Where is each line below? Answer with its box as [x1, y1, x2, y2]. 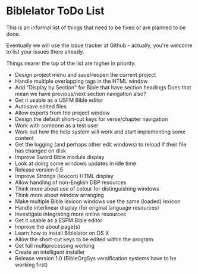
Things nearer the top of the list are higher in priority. [6, 60, 136, 67]
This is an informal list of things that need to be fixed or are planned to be [6, 24, 186, 31]
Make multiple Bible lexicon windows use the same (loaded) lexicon [14, 198, 181, 205]
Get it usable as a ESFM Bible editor [14, 216, 103, 224]
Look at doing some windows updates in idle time [14, 160, 137, 167]
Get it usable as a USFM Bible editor [14, 96, 103, 104]
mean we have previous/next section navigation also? [14, 90, 147, 97]
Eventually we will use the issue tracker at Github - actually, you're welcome [6, 42, 193, 49]
